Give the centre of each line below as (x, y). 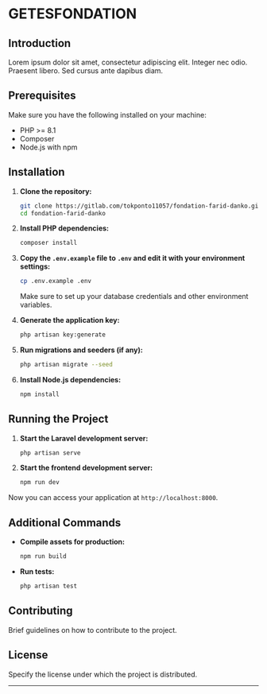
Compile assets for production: (72, 542)
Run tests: (37, 572)
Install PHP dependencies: (64, 228)
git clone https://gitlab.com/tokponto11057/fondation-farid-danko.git (141, 206)
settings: (35, 266)
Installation (37, 172)
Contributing (41, 611)
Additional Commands (65, 523)
